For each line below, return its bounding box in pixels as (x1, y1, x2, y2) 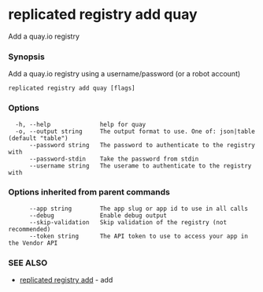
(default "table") (8, 134, 69, 142)
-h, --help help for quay (15, 120, 146, 128)
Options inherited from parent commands (8, 187, 171, 198)
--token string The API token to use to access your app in (28, 232, 248, 240)
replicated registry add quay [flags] (8, 84, 135, 92)
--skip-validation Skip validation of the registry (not (28, 218, 227, 226)
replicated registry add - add (19, 275, 113, 285)
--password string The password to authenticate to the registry (28, 141, 256, 149)
